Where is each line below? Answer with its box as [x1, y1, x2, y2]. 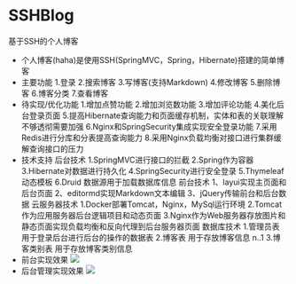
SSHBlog [8, 5, 74, 26]
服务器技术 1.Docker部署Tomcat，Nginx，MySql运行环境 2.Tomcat [38, 199, 283, 209]
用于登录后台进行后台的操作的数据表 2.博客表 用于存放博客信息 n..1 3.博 [20, 232, 281, 242]
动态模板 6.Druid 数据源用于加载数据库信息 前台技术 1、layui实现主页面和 [20, 177, 287, 187]
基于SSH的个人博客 [8, 35, 79, 46]
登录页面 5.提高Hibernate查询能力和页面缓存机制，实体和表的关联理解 [28, 110, 284, 121]
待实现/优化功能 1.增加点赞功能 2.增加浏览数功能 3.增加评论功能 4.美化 [20, 99, 277, 109]
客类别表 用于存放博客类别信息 [20, 243, 133, 254]
